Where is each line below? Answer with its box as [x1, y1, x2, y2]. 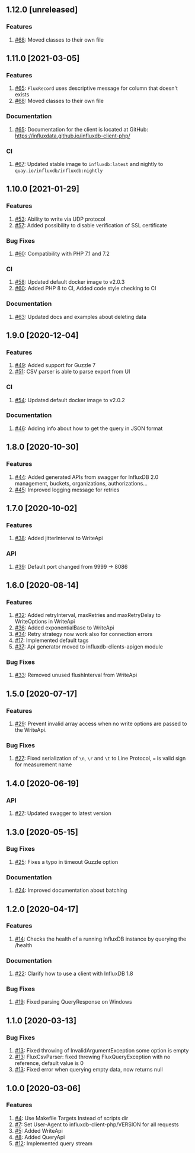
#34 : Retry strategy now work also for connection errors [14, 631, 153, 638]
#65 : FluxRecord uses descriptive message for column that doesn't [14, 84, 178, 92]
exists [14, 91, 30, 98]
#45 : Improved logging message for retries [14, 486, 120, 493]
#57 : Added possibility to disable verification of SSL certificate [14, 221, 168, 228]
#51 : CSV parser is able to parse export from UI [14, 368, 130, 375]
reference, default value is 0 [14, 1060, 84, 1067]
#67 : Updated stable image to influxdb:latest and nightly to [14, 160, 164, 167]
